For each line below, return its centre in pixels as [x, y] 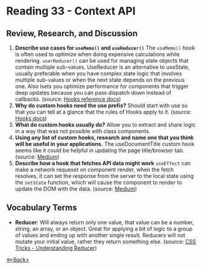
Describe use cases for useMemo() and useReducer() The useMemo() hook [105, 48]
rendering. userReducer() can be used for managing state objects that [102, 61]
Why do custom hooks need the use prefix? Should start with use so [101, 106]
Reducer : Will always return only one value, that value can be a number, [104, 222]
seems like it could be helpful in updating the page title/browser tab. [99, 150]
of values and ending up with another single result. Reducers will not [100, 235]
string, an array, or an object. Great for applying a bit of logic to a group [104, 229]
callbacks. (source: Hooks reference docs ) [68, 99]
